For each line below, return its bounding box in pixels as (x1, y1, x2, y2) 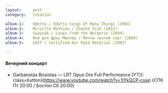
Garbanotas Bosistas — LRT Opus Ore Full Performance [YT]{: (12, 72, 145, 78)
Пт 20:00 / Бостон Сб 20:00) (12, 82, 75, 89)
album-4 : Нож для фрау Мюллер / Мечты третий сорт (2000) (5, 36, 138, 41)
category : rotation (5, 12, 52, 17)
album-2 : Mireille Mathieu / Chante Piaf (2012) (5, 26, 117, 31)
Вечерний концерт (5, 60, 47, 67)
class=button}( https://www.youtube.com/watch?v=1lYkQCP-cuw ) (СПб (12, 77, 163, 83)
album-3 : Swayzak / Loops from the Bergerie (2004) (5, 31, 125, 36)
